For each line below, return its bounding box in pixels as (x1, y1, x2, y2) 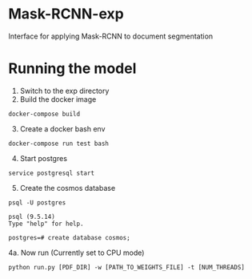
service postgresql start (8, 169, 94, 177)
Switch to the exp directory (19, 86, 110, 95)
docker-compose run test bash (8, 139, 110, 148)
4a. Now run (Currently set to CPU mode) (8, 248, 145, 257)
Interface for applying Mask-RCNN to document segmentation (8, 31, 214, 41)
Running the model (8, 59, 137, 78)
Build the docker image (19, 94, 97, 104)
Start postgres (19, 153, 68, 163)
